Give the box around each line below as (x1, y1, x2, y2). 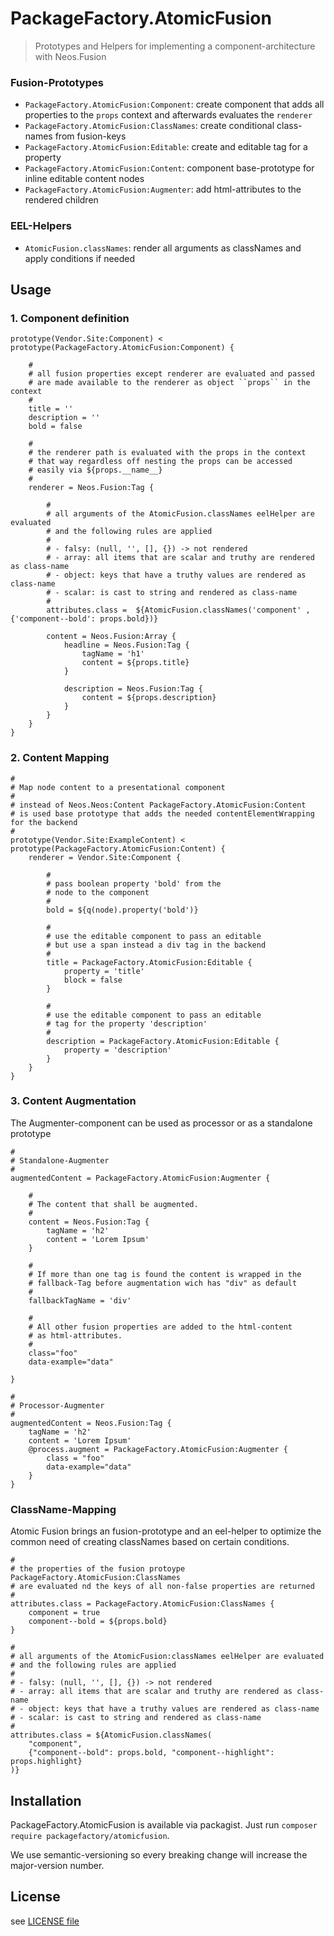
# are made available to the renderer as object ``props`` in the (28, 378, 311, 388)
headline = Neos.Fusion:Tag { (63, 640, 190, 651)
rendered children (24, 194, 99, 206)
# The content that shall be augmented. (28, 1199, 199, 1209)
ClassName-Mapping (10, 1502, 117, 1516)
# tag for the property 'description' (46, 1018, 208, 1029)
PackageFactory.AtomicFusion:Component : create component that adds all (24, 98, 325, 111)
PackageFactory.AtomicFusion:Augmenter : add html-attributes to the (24, 183, 302, 196)
